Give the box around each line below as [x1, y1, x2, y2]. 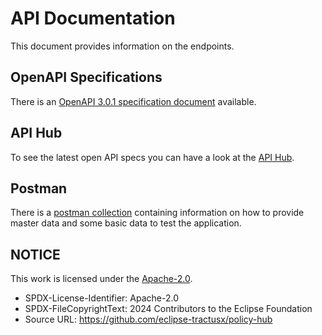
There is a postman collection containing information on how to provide [10, 207, 305, 219]
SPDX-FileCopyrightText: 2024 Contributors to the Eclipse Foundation [24, 303, 313, 315]
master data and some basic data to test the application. [10, 217, 242, 229]
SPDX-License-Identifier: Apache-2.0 [24, 292, 179, 304]
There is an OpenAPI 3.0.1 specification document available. [10, 95, 257, 107]
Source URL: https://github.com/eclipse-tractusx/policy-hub [24, 313, 273, 326]
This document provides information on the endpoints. [10, 40, 235, 52]
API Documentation [10, 7, 176, 30]
